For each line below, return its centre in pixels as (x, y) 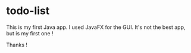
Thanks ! (17, 45)
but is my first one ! (30, 33)
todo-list (28, 11)
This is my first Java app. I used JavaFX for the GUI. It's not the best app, (96, 27)
